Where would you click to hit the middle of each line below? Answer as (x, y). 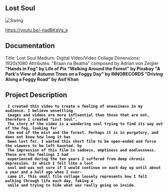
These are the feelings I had (37, 155)
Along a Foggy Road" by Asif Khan (42, 79)
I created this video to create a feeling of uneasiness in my (75, 107)
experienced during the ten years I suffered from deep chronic (76, 159)
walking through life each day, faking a (49, 181)
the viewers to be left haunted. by (44, 146)
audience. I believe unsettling (39, 111)
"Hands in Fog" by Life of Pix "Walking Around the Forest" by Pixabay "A (83, 68)
